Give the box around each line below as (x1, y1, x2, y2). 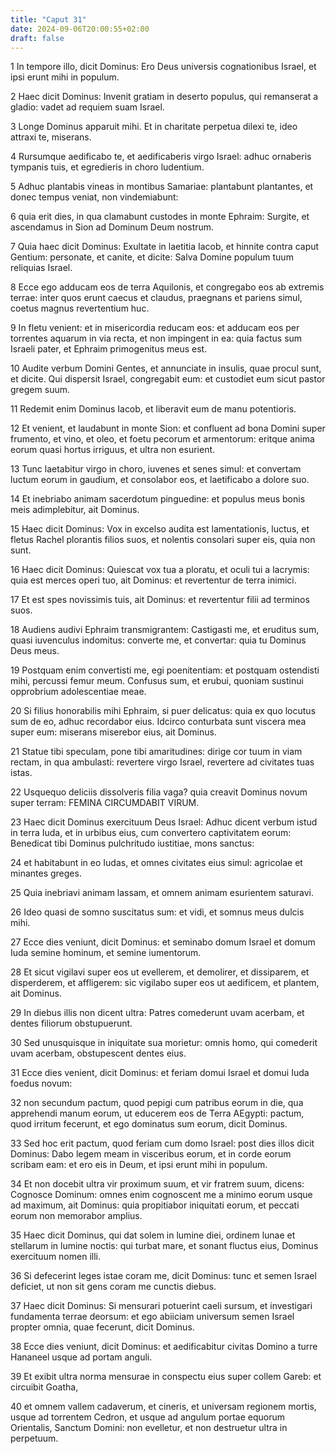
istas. (10, 767, 33, 779)
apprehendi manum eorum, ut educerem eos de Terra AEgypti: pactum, (10, 1107, 305, 1120)
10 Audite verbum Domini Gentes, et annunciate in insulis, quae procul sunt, (10, 362, 322, 375)
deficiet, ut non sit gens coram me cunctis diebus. (10, 1281, 217, 1293)
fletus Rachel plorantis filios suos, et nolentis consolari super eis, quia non (10, 534, 316, 546)
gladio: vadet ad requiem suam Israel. (10, 101, 165, 113)
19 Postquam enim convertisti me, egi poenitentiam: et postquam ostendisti (10, 664, 320, 676)
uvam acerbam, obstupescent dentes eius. (10, 1047, 187, 1060)
